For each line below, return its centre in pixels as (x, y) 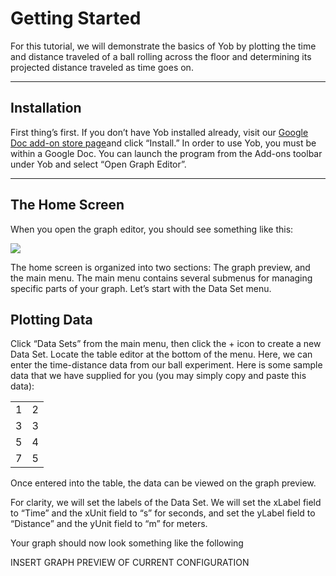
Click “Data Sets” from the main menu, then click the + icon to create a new (166, 344)
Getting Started (76, 18)
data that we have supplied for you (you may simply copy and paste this (158, 376)
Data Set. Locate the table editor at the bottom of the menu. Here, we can (161, 354)
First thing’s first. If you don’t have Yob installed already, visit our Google (159, 132)
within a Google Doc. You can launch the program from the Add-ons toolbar (166, 153)
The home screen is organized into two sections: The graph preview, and (160, 267)
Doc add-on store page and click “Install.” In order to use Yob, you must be (163, 143)
